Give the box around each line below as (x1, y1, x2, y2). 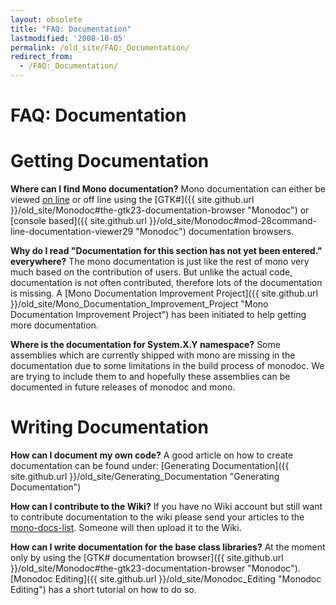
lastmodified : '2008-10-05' (10, 33, 128, 43)
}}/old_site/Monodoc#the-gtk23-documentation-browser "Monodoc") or (10, 204, 310, 216)
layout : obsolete (10, 14, 83, 25)
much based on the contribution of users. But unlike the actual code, (10, 266, 293, 278)
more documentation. (10, 319, 99, 331)
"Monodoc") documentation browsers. (135, 226, 295, 238)
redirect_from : (10, 52, 74, 62)
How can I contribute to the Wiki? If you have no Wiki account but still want (10, 501, 323, 513)
